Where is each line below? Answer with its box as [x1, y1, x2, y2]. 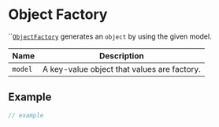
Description [99, 50, 144, 61]
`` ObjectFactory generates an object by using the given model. [8, 32, 212, 41]
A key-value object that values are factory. [42, 63, 201, 74]
